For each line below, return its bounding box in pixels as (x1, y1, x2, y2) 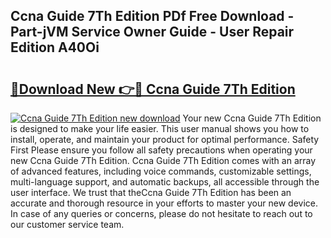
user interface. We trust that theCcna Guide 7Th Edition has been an (10, 187, 292, 198)
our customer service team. (10, 219, 125, 230)
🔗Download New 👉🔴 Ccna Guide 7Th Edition (10, 80, 296, 98)
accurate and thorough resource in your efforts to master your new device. (10, 197, 318, 209)
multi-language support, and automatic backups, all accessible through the (10, 176, 320, 188)
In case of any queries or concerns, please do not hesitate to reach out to (10, 208, 313, 219)
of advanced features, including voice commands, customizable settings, (10, 165, 312, 177)
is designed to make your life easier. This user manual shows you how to (10, 123, 310, 134)
